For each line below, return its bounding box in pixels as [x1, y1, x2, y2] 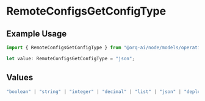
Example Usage [6, 29, 67, 39]
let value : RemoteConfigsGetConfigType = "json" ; [6, 55, 135, 61]
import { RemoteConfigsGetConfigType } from [6, 44, 121, 50]
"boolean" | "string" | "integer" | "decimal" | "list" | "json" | [6, 88, 182, 95]
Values [6, 72, 34, 83]
